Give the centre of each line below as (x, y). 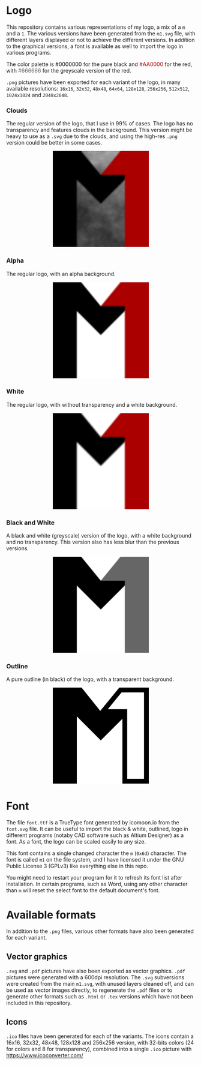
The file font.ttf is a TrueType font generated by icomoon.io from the (93, 823)
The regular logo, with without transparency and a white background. (92, 404)
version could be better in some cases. (54, 143)
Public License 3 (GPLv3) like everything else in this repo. (77, 866)
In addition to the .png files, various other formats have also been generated (100, 931)
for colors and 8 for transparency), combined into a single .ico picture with (99, 1049)
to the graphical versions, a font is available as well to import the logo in (95, 46)
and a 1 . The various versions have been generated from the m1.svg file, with (101, 33)
